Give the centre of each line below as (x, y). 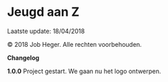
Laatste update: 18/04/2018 (46, 31)
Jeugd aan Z (43, 12)
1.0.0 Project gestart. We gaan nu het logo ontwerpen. (84, 71)
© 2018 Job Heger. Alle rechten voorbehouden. (75, 44)
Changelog (23, 58)
